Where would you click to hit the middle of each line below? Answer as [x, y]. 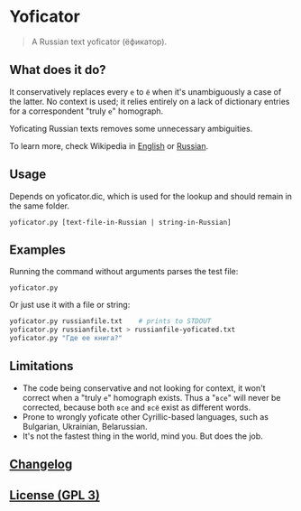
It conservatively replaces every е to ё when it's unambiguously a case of [146, 91]
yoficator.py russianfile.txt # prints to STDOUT [110, 321]
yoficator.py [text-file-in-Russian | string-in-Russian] [120, 222]
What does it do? [58, 70]
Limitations [41, 366]
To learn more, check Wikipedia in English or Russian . [109, 145]
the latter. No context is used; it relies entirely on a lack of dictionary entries [150, 101]
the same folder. [40, 206]
